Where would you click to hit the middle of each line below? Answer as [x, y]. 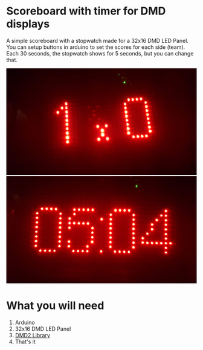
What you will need [55, 306]
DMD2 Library [32, 335]
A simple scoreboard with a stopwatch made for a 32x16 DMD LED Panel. [98, 40]
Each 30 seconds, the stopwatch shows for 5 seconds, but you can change [100, 53]
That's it [25, 342]
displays [28, 24]
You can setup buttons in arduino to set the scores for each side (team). [96, 47]
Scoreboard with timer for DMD [86, 11]
